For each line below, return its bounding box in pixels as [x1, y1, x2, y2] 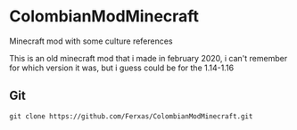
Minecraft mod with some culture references [9, 36, 173, 46]
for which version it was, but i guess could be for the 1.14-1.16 [9, 62, 235, 73]
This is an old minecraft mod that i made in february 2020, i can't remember [9, 53, 288, 63]
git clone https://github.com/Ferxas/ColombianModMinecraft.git [9, 111, 253, 121]
